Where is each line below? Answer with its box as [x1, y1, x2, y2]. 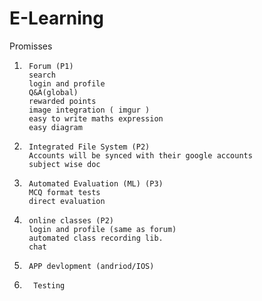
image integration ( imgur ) [28, 105, 151, 115]
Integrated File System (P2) [28, 142, 151, 152]
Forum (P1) [28, 61, 74, 71]
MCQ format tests [28, 187, 101, 197]
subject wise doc [28, 159, 101, 169]
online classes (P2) [28, 215, 114, 226]
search [28, 70, 56, 80]
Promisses [9, 40, 53, 52]
